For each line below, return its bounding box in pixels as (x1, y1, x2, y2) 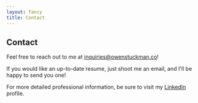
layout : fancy (6, 9, 43, 15)
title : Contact (6, 15, 45, 21)
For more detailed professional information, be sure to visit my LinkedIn (6, 83, 186, 91)
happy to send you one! (6, 71, 66, 79)
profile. (6, 90, 25, 98)
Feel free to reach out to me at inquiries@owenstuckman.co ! (6, 53, 159, 61)
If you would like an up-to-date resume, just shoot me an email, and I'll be (6, 65, 192, 73)
